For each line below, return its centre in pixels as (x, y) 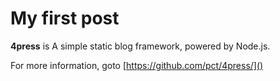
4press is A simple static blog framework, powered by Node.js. (140, 46)
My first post (65, 18)
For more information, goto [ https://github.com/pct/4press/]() (137, 65)
